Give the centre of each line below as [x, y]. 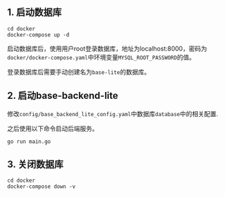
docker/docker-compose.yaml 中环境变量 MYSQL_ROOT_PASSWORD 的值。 [101, 57]
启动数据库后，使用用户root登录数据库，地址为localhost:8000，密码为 [107, 48]
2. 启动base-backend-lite [63, 96]
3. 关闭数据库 [35, 165]
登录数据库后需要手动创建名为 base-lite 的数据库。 [79, 72]
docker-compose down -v [42, 187]
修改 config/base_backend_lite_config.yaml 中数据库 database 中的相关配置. [113, 113]
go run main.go [29, 141]
